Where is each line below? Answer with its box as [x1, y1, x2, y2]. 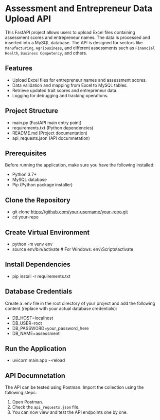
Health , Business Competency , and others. [5, 50, 88, 56]
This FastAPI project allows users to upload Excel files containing [5, 29, 135, 35]
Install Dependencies [5, 260, 71, 269]
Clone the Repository [5, 196, 71, 204]
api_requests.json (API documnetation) [12, 135, 90, 141]
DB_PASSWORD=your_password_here [12, 325, 89, 331]
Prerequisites [5, 149, 47, 157]
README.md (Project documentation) [12, 130, 88, 136]
